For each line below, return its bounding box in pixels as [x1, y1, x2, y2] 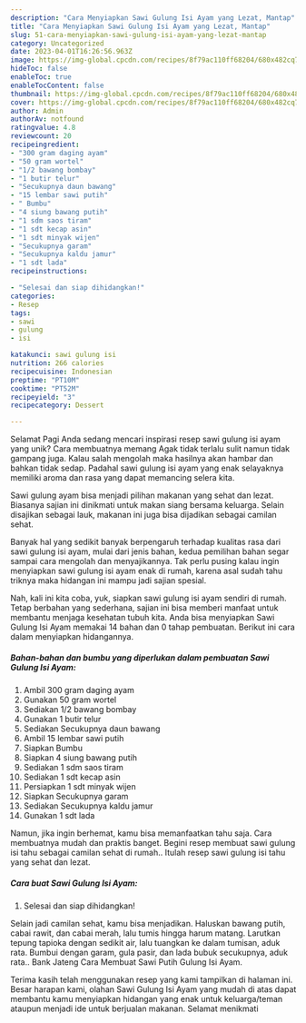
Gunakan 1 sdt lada [23, 810, 95, 821]
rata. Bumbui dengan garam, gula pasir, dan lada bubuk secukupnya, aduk [10, 947, 289, 958]
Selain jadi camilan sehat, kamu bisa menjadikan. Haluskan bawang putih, [10, 919, 286, 929]
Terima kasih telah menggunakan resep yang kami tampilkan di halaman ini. [10, 974, 293, 986]
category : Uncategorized [10, 38, 104, 48]
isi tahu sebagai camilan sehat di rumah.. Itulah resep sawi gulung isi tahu [10, 847, 286, 859]
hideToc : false [10, 65, 68, 74]
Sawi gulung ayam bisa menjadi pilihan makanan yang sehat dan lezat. [10, 490, 274, 501]
